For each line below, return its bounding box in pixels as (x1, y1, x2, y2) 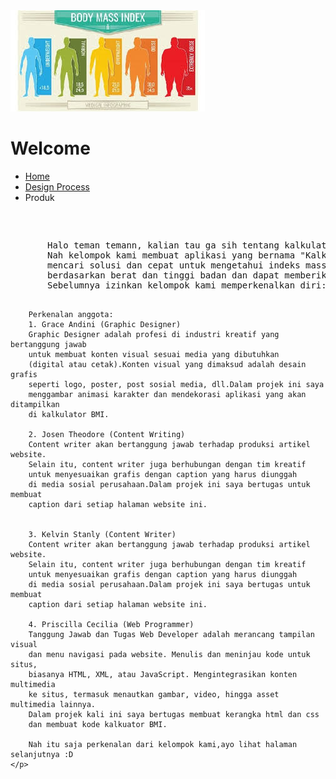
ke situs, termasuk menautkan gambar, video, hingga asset (28, 689, 280, 699)
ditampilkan (10, 399, 60, 409)
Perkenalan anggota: (28, 309, 114, 319)
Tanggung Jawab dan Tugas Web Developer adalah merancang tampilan (28, 629, 315, 639)
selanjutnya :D (10, 749, 74, 759)
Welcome (10, 137, 91, 160)
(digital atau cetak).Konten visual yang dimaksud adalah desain (28, 359, 307, 369)
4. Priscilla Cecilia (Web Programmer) (28, 619, 195, 629)
